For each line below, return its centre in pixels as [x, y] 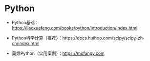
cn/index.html [25, 43]
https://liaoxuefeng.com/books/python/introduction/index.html [75, 28]
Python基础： [25, 22]
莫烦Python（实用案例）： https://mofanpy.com [58, 53]
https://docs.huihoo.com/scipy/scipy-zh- [104, 38]
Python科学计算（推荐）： [37, 38]
